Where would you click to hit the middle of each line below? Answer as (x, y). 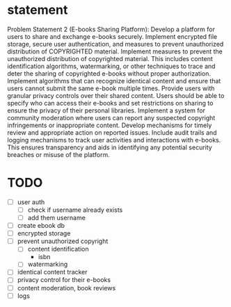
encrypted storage (44, 233)
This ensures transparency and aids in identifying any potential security (110, 147)
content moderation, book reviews (66, 288)
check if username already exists (75, 210)
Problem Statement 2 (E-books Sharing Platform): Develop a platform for (111, 29)
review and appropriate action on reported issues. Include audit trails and (112, 132)
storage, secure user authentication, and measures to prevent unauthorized (115, 44)
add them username (56, 218)
